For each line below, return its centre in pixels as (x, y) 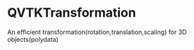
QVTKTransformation (72, 13)
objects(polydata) (33, 39)
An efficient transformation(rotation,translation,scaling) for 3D (97, 32)
